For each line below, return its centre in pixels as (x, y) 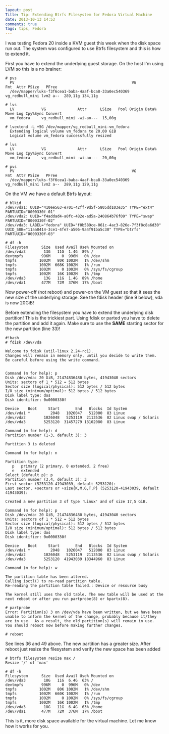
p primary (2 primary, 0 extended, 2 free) (61, 466)
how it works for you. (27, 726)
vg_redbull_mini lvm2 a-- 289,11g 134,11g (52, 96)
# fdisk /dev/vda (23, 342)
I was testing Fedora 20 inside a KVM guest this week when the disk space (83, 43)
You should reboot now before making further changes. (64, 626)
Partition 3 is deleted (30, 444)
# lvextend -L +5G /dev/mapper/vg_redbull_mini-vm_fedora (67, 127)
